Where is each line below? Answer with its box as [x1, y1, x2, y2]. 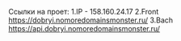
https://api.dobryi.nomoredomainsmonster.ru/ [8, 24, 160, 33]
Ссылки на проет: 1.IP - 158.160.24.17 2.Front [8, 7, 159, 16]
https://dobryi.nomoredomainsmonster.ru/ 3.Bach [8, 15, 174, 25]
